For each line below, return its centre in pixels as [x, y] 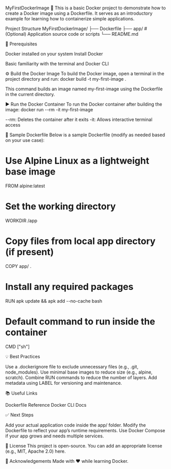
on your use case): [25, 140]
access [13, 125]
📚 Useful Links [21, 393]
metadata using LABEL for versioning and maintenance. [64, 383]
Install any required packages [69, 287]
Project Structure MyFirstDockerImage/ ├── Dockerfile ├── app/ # [76, 29]
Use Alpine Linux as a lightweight [77, 161]
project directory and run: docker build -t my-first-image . [66, 79]
